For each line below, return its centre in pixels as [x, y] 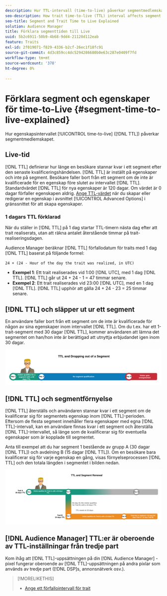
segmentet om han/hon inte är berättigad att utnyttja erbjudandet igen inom [83, 337]
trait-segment [19, 332]
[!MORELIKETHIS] [36, 579]
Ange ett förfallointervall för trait [58, 588]
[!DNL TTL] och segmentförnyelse [59, 399]
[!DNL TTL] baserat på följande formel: [45, 253]
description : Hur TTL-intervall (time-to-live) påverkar [65, 10]
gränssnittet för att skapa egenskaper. [44, 204]
